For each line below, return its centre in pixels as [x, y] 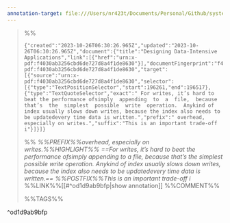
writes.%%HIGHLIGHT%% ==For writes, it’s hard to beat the [110, 149]
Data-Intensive [196, 51]
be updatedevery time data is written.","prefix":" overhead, [114, 117]
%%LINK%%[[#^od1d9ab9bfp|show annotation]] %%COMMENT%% [122, 185]
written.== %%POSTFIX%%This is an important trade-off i [107, 178]
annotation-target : [35, 13]
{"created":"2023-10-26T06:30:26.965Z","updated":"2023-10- [111, 45]
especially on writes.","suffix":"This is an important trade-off [120, 123]
